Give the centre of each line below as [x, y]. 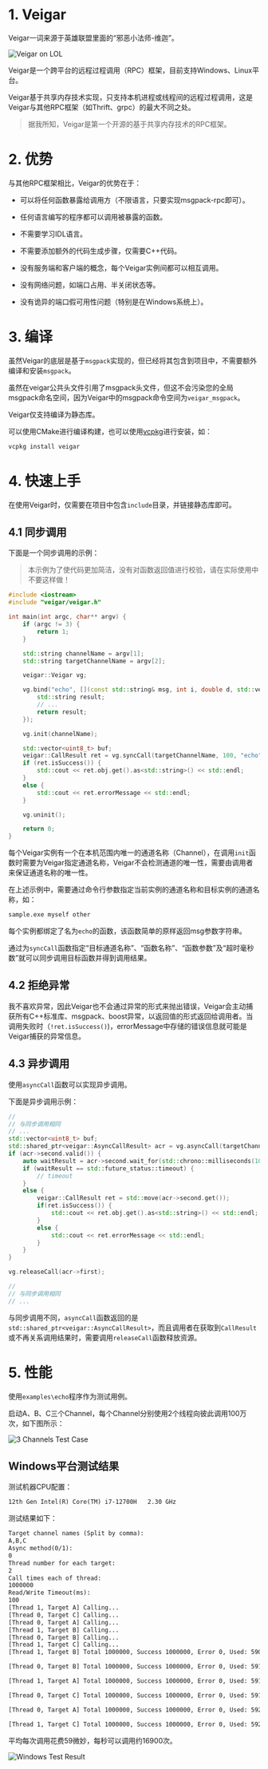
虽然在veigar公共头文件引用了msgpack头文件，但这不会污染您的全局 [121, 387]
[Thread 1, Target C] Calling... [64, 1645]
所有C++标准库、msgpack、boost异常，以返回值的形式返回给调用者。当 [134, 1016]
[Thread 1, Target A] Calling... [64, 1608]
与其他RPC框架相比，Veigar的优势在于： [75, 183]
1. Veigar [37, 15]
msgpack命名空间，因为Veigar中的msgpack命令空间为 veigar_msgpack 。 [126, 398]
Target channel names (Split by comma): [77, 1534]
